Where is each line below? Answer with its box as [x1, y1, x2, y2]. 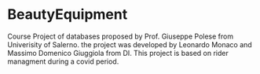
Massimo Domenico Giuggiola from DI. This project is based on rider [7, 48, 229, 57]
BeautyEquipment [7, 6, 128, 24]
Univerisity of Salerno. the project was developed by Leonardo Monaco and [7, 39, 252, 49]
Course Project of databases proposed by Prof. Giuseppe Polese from [7, 31, 233, 41]
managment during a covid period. [7, 57, 119, 66]
